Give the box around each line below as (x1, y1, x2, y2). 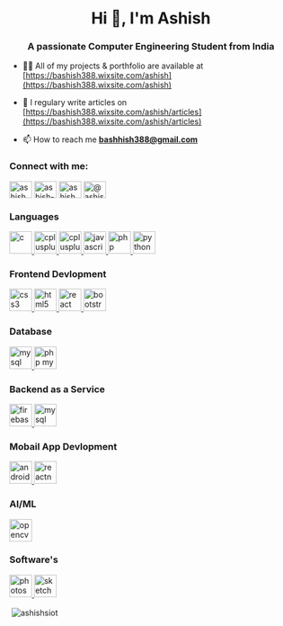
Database (9, 326, 52, 338)
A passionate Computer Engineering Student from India (27, 40, 275, 53)
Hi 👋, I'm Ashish (91, 8, 211, 29)
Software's (9, 553, 58, 566)
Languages (9, 210, 60, 223)
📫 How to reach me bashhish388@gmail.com (22, 134, 199, 145)
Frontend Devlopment (9, 268, 107, 280)
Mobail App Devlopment (9, 440, 118, 452)
